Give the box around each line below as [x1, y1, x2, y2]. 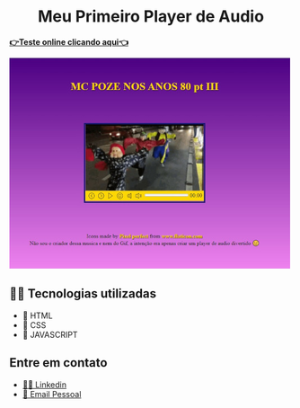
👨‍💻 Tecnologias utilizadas [9, 286, 157, 302]
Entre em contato [9, 355, 108, 370]
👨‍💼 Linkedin [22, 379, 67, 390]
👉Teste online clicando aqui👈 [9, 36, 128, 47]
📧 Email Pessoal [22, 388, 82, 399]
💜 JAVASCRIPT [22, 329, 78, 340]
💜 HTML [22, 310, 53, 321]
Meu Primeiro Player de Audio [37, 6, 265, 27]
